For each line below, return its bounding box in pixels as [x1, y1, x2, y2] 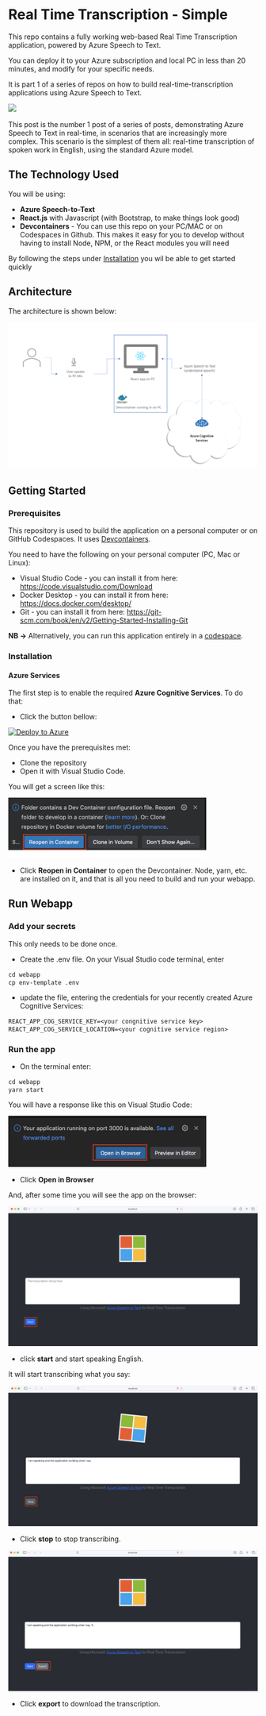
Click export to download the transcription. [19, 1699, 161, 1708]
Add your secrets [8, 921, 77, 932]
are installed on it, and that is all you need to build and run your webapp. [19, 873, 256, 883]
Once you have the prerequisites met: [8, 742, 131, 752]
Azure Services [8, 670, 61, 680]
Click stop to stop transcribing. [19, 1534, 121, 1544]
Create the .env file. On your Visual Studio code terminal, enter [19, 954, 224, 964]
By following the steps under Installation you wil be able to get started [8, 253, 236, 263]
